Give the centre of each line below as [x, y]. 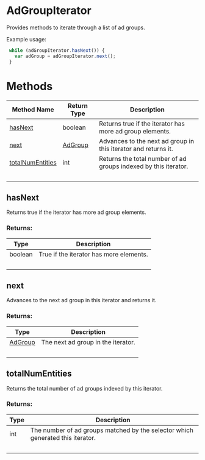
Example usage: [27, 39]
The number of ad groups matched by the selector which [112, 430]
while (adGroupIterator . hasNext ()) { [57, 50]
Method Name [33, 109]
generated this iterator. [63, 437]
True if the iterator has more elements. [93, 254]
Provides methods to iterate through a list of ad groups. [76, 27]
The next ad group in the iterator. [88, 342]
